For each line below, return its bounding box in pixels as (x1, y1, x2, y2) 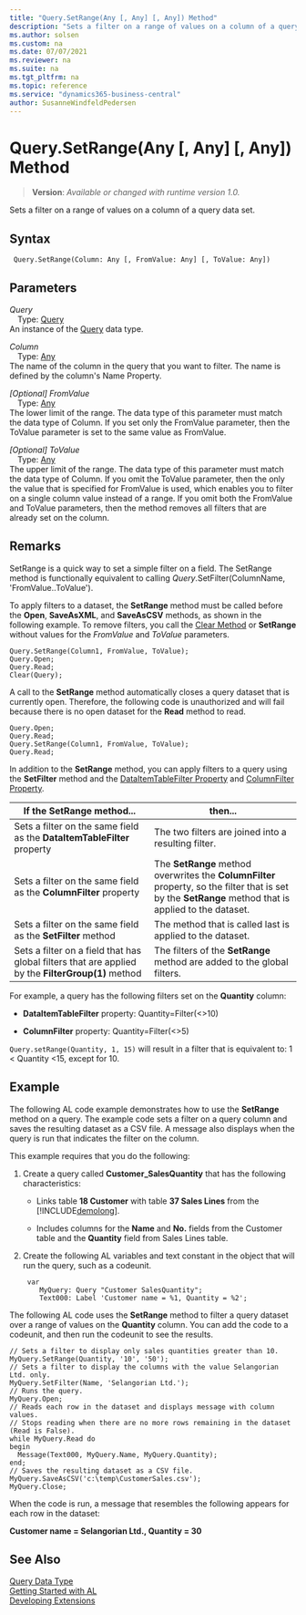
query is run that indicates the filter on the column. (9, 1133, 199, 1144)
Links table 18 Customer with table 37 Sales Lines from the (36, 1196, 260, 1206)
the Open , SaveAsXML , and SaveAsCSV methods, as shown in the (9, 609, 262, 620)
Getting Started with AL (9, 1586, 97, 1597)
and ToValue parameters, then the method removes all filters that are (9, 502, 267, 513)
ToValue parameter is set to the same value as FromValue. (9, 426, 227, 438)
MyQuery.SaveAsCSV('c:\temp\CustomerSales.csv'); (9, 1474, 202, 1483)
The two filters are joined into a (154, 825, 287, 838)
